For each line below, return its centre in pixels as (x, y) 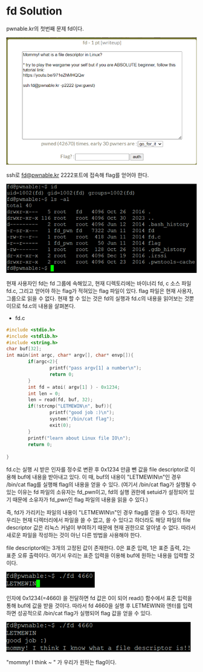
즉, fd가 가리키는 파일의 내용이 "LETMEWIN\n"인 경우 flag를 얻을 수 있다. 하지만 (101, 513)
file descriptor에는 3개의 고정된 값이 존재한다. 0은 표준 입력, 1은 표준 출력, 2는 (98, 548)
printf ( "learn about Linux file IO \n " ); (79, 438)
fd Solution (34, 11)
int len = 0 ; (44, 394)
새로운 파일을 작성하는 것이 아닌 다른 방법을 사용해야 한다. (74, 535)
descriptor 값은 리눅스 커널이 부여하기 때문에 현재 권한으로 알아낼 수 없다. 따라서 (101, 528)
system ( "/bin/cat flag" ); (82, 419)
